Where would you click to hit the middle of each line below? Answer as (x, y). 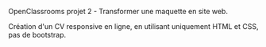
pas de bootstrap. (37, 35)
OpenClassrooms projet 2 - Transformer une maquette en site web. (118, 11)
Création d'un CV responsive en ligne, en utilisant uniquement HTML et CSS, (133, 26)
